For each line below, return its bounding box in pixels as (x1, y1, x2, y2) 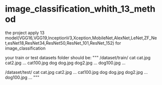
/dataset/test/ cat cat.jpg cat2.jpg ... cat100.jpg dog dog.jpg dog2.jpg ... (5, 69, 148, 75)
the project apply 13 (5, 30, 45, 35)
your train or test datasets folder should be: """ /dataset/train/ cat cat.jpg (5, 54, 151, 60)
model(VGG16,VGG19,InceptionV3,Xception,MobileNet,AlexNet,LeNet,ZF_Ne (5, 35, 157, 41)
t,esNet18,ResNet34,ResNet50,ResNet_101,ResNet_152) (5, 40, 114, 46)
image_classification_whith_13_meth (5, 3, 156, 15)
